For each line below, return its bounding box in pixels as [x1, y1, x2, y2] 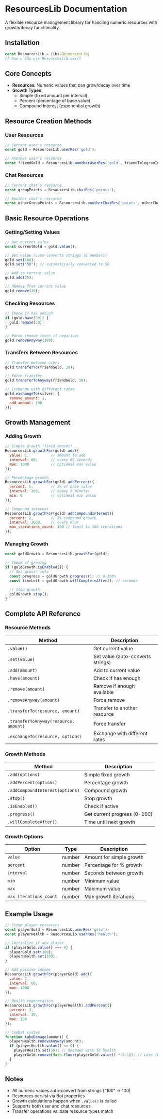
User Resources [5, 132, 44, 138]
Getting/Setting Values [5, 229, 60, 235]
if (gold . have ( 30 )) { [5, 315, 49, 321]
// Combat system [5, 1030, 40, 1035]
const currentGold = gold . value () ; [5, 244, 77, 249]
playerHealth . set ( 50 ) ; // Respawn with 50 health [14, 1048, 116, 1053]
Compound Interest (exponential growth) [19, 103, 101, 109]
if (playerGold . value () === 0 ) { [5, 945, 73, 950]
